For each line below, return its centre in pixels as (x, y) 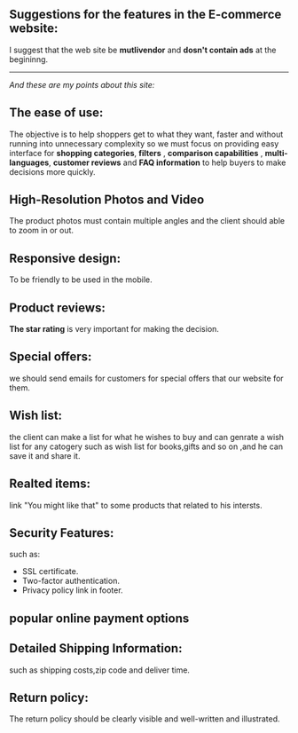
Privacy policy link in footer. (72, 590)
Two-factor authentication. (71, 581)
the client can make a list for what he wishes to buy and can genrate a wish (147, 437)
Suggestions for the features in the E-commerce (145, 15)
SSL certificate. (50, 571)
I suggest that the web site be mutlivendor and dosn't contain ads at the (143, 50)
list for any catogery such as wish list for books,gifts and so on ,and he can (146, 446)
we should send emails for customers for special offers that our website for (146, 378)
